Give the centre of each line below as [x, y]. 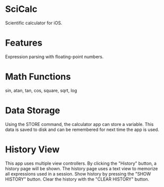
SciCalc [21, 9]
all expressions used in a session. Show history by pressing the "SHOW [78, 174]
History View [32, 149]
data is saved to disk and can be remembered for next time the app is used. [82, 129]
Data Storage [33, 111]
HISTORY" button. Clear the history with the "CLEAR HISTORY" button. [77, 179]
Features [24, 43]
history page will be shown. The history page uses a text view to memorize [82, 168]
